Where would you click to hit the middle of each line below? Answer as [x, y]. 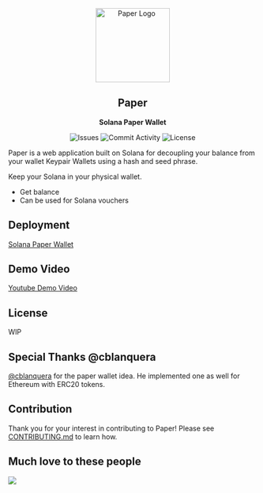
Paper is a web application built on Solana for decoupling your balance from [131, 153]
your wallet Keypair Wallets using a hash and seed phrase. [103, 161]
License [28, 313]
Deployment [39, 225]
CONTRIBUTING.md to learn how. [63, 436]
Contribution [40, 410]
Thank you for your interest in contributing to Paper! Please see [111, 428]
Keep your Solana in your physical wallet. [75, 176]
